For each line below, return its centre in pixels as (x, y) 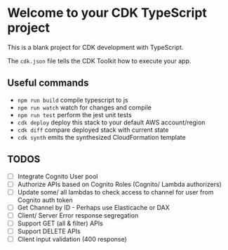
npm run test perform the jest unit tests (74, 114)
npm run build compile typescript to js (73, 100)
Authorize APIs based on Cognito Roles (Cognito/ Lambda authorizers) (120, 184)
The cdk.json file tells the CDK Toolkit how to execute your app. (99, 60)
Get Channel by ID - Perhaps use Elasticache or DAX (93, 207)
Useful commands (48, 83)
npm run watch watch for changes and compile (85, 107)
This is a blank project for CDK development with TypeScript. (95, 47)
